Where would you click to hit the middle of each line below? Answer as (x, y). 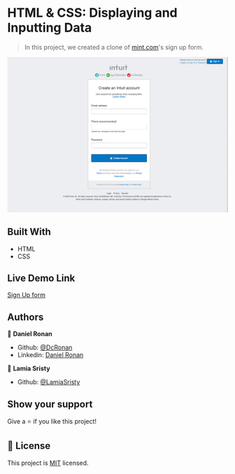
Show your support (50, 404)
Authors (26, 317)
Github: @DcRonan (45, 347)
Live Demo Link (41, 278)
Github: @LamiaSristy (49, 382)
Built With (29, 232)
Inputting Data (50, 28)
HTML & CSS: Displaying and (93, 13)
